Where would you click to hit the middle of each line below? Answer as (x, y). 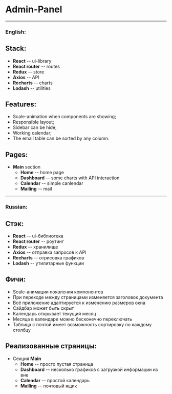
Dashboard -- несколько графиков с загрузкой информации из (89, 369)
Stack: (16, 49)
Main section (27, 167)
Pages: (17, 154)
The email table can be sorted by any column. (61, 138)
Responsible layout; (34, 122)
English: (16, 32)
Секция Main (27, 359)
